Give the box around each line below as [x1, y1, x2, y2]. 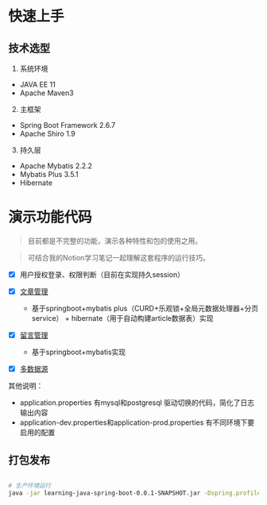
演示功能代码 [8, 208, 93, 226]
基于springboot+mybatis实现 [31, 347, 126, 357]
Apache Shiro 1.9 [19, 129, 75, 138]
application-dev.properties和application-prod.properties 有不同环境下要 [19, 418, 255, 427]
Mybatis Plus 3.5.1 [19, 170, 79, 179]
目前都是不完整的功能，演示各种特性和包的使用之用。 [27, 236, 203, 245]
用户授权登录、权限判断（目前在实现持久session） [19, 269, 185, 279]
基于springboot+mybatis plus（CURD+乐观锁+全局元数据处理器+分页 [31, 303, 259, 314]
